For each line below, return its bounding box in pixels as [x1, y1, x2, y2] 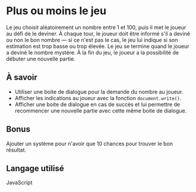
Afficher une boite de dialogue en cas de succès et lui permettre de [14, 101, 180, 108]
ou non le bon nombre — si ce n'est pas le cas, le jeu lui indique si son [6, 36, 178, 43]
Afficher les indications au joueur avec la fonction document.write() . [14, 94, 182, 101]
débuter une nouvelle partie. [6, 55, 75, 62]
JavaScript [6, 179, 33, 186]
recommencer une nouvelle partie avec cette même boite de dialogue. [14, 107, 187, 114]
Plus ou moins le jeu [6, 4, 107, 18]
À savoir [6, 72, 37, 82]
